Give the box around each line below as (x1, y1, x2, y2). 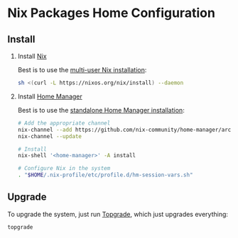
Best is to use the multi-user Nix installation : (17, 66, 147, 74)
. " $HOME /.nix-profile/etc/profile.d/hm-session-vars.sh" (17, 171, 193, 178)
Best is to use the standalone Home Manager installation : (17, 106, 185, 114)
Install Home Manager (17, 92, 83, 101)
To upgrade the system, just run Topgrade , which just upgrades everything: (7, 210, 229, 218)
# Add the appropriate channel (17, 119, 111, 127)
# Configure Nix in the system (17, 165, 111, 172)
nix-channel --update (17, 132, 82, 140)
